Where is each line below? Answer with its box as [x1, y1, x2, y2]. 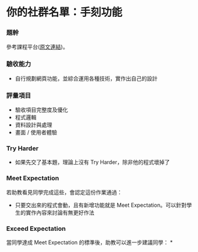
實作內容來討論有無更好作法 [25, 209, 94, 216]
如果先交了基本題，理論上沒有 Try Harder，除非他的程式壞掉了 [14, 159, 170, 166]
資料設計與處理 [14, 121, 52, 128]
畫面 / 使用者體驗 [14, 129, 57, 136]
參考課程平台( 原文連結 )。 [6, 43, 69, 51]
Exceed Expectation [6, 224, 66, 233]
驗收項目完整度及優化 [14, 106, 68, 113]
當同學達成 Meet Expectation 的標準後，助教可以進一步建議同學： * [6, 239, 173, 246]
